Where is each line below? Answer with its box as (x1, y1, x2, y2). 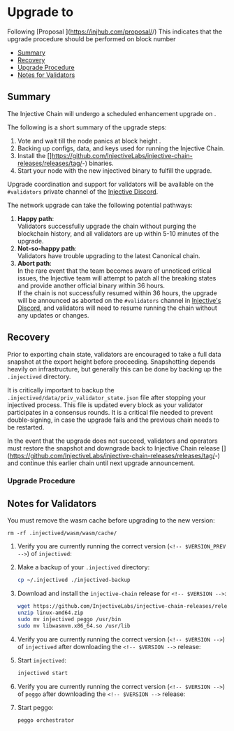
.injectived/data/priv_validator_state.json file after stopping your (7, 393, 206, 402)
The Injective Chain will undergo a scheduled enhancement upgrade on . (7, 109, 217, 118)
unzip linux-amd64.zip (17, 609, 84, 616)
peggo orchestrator (17, 716, 75, 724)
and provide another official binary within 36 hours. (17, 281, 166, 290)
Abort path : (17, 259, 52, 267)
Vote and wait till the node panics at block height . (17, 136, 161, 145)
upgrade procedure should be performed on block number (7, 34, 176, 43)
